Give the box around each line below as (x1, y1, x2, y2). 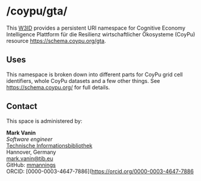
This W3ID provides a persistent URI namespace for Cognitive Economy (6, 24, 186, 31)
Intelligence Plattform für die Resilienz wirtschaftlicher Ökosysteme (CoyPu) (6, 30, 196, 38)
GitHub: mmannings (6, 161, 56, 168)
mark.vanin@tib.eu (6, 154, 53, 162)
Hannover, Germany (6, 148, 56, 156)
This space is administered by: (6, 117, 83, 125)
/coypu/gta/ (6, 4, 68, 18)
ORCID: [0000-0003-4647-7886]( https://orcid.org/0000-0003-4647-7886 (6, 168, 194, 175)
